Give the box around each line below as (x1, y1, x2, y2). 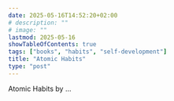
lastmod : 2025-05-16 (8, 33, 76, 41)
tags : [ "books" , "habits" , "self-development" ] (8, 48, 168, 56)
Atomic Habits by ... (8, 84, 72, 93)
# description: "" (8, 19, 68, 27)
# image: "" (8, 26, 47, 34)
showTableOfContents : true (8, 41, 97, 49)
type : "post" (8, 63, 51, 70)
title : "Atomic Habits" (8, 56, 87, 63)
